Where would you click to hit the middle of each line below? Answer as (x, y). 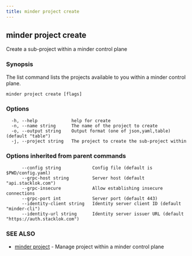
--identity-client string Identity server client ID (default (101, 204)
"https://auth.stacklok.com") (43, 219)
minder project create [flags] (44, 94)
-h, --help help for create (61, 121)
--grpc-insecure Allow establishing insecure (92, 188)
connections (20, 193)
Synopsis (20, 64)
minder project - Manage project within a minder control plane (89, 247)
